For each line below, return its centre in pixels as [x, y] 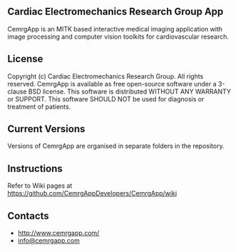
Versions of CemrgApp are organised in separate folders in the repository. [116, 146]
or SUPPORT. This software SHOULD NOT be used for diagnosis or [106, 99]
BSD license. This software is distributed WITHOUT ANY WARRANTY [130, 91]
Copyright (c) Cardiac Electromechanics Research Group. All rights [105, 76]
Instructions [35, 168]
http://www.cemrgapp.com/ [58, 233]
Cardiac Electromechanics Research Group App [115, 12]
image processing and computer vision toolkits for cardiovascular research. [118, 36]
